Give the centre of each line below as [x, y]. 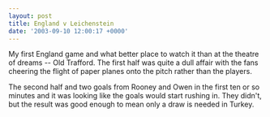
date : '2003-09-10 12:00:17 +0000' [69, 31]
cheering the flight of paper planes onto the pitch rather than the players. [131, 71]
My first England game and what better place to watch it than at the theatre [134, 54]
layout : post [30, 16]
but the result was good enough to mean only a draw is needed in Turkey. [131, 104]
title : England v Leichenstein [61, 24]
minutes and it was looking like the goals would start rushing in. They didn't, [135, 96]
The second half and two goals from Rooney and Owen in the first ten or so [134, 87]
